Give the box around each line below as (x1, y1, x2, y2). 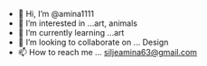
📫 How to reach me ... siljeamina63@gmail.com (17, 47, 197, 57)
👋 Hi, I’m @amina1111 (17, 9, 95, 19)
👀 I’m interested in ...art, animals (17, 18, 138, 29)
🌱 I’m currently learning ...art (17, 28, 125, 37)
